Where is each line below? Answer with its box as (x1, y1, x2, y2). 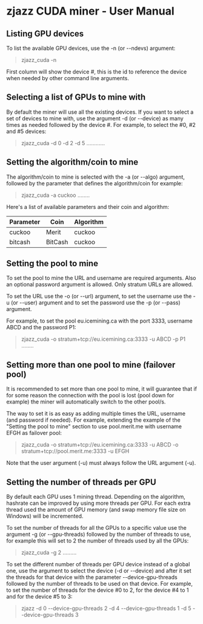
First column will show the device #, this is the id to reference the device (6, 68, 187, 75)
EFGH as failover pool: (6, 430, 62, 437)
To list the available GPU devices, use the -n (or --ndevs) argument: (6, 44, 176, 52)
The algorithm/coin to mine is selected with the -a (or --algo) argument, (6, 173, 185, 180)
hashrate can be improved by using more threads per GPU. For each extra (6, 499, 191, 507)
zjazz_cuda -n (21, 57, 56, 63)
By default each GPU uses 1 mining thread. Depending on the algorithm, (6, 493, 186, 501)
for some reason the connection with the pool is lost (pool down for (6, 392, 175, 399)
